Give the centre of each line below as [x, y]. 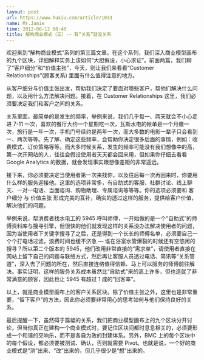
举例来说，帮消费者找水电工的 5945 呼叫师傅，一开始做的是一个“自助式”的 [99, 218]
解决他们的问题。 [28, 206]
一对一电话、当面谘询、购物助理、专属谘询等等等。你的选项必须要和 [102, 190]
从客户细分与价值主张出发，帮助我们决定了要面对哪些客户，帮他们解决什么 [99, 88]
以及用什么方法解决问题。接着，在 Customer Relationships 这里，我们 [104, 96]
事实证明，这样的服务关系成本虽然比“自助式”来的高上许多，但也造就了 [104, 272]
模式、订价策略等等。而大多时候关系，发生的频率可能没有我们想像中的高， [104, 147]
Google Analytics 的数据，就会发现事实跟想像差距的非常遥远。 [84, 162]
